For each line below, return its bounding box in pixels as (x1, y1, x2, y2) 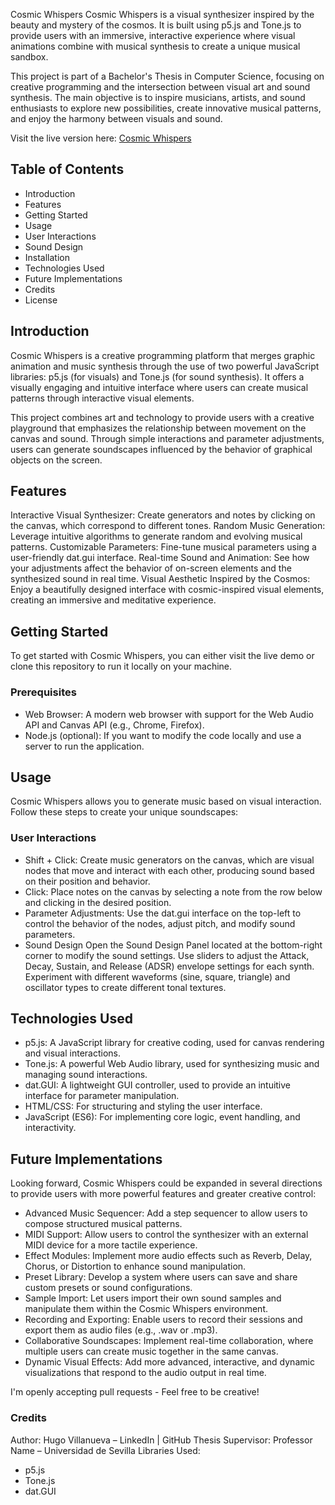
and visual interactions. (24, 1047, 122, 1059)
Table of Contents (10, 161, 125, 178)
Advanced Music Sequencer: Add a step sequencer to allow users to (24, 1207, 308, 1219)
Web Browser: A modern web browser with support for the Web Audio (24, 708, 314, 720)
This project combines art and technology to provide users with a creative (10, 411, 315, 423)
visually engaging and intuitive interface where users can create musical (10, 381, 309, 393)
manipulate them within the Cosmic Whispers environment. (24, 1303, 269, 1315)
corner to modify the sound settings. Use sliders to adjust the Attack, (24, 949, 310, 961)
